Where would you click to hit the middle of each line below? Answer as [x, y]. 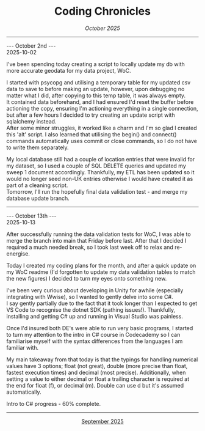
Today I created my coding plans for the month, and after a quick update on [101, 265]
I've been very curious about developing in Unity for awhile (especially [95, 290]
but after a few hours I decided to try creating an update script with [91, 115]
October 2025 [103, 28]
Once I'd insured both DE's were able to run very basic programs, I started [100, 328]
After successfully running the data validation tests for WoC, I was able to [99, 234]
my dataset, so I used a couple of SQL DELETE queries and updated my [96, 166]
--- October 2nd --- [31, 46]
